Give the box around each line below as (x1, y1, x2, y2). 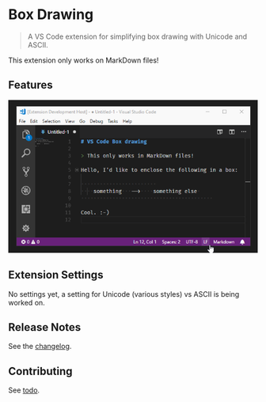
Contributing (8, 364, 73, 377)
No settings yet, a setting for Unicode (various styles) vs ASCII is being (8, 289, 240, 298)
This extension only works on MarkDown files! (8, 55, 159, 65)
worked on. (8, 298, 45, 307)
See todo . (8, 385, 40, 395)
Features (8, 78, 53, 92)
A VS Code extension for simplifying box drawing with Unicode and (27, 32, 248, 41)
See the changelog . (8, 342, 72, 351)
